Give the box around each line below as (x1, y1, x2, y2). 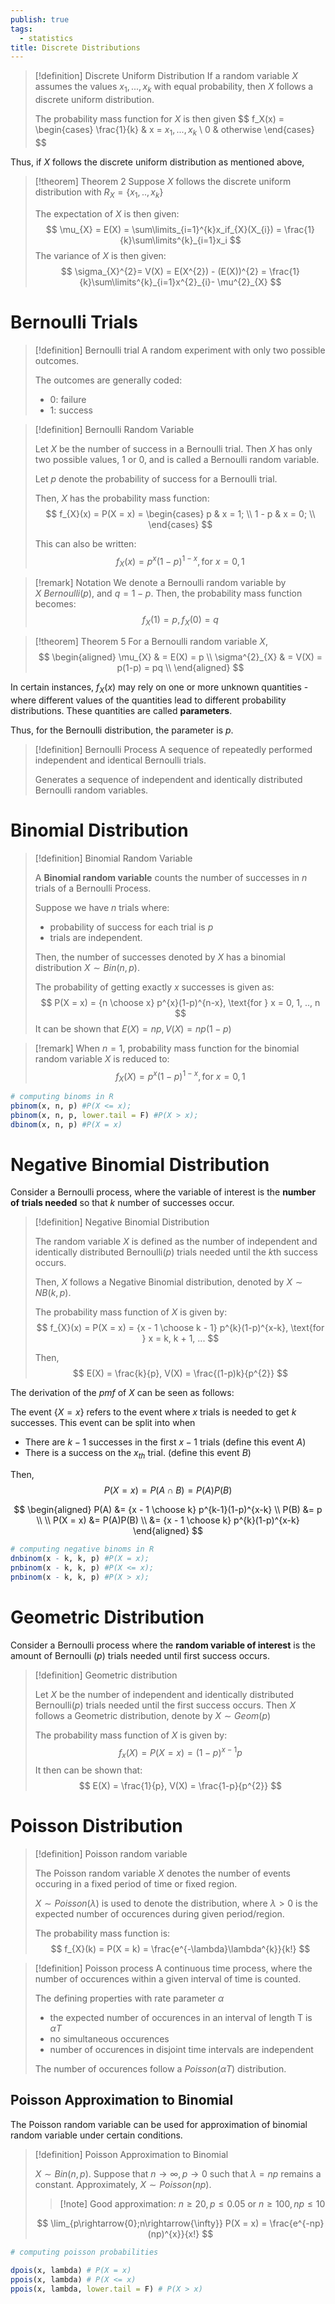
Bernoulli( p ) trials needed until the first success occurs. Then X (34, 1699, 296, 1711)
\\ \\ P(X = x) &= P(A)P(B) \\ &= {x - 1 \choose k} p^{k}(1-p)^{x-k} (36, 1514, 300, 1526)
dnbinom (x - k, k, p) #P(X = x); (10, 1554, 150, 1564)
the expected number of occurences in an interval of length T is (49, 2012, 313, 2024)
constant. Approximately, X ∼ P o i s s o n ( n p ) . (34, 2178, 212, 2190)
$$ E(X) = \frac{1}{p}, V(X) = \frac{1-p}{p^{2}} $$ (78, 1780, 283, 1792)
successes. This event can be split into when (10, 1417, 196, 1429)
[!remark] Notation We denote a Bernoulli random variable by (34, 577, 287, 589)
